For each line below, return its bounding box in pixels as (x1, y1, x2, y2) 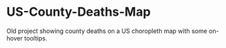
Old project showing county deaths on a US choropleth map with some (6, 27, 207, 35)
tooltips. (24, 34, 48, 42)
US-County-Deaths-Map (6, 4, 151, 20)
